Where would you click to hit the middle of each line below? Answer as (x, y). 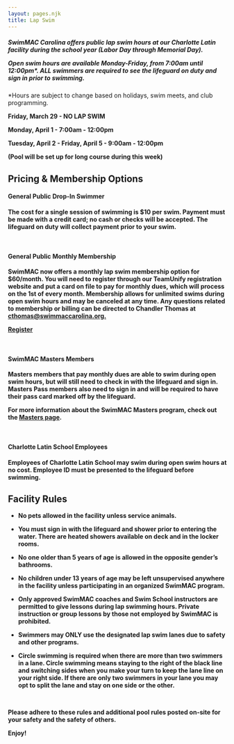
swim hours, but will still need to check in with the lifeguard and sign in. (113, 382)
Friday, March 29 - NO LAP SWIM (57, 116)
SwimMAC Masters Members (51, 358)
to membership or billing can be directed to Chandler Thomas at (102, 309)
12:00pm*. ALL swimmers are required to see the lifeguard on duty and (112, 71)
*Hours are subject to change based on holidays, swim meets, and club (110, 95)
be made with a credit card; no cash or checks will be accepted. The (108, 219)
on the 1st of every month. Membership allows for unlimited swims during (116, 294)
